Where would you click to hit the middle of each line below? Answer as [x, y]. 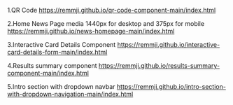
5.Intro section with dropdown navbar [61, 86]
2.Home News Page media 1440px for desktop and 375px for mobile [106, 23]
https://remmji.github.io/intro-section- [171, 86]
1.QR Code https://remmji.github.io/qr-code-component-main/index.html [112, 10]
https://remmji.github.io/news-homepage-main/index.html [91, 31]
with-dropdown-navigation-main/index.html [70, 94]
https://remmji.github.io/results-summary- [159, 65]
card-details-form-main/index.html [57, 52]
